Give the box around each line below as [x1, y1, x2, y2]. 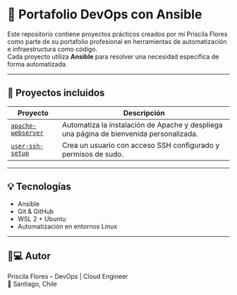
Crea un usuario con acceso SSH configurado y [62, 140, 220, 150]
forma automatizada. [7, 59, 68, 68]
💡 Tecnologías [7, 180, 72, 193]
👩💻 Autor [7, 250, 51, 262]
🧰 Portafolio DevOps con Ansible [7, 6, 202, 23]
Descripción [123, 108, 166, 117]
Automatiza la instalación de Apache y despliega [62, 120, 224, 129]
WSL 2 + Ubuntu [17, 214, 66, 223]
